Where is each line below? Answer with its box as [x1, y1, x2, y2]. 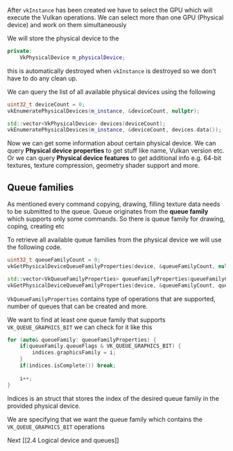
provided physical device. [7, 402, 81, 410]
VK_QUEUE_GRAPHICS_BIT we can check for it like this [7, 323, 153, 331]
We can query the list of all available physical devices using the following [7, 87, 216, 96]
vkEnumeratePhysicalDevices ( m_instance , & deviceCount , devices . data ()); [7, 127, 222, 134]
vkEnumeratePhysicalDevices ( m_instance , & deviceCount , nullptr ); [7, 107, 200, 114]
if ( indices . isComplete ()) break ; [19, 362, 116, 370]
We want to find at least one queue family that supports [7, 315, 166, 324]
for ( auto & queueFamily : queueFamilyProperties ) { [7, 336, 157, 343]
